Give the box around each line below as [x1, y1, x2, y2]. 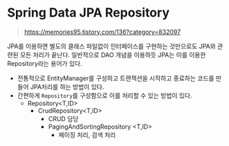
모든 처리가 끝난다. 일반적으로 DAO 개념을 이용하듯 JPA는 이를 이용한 [19, 51, 206, 59]
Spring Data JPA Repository [7, 5, 170, 21]
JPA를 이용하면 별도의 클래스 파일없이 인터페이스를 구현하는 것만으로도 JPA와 [7, 42, 216, 50]
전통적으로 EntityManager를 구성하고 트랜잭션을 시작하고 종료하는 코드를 [17, 74, 214, 82]
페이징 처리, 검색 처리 [58, 130, 116, 139]
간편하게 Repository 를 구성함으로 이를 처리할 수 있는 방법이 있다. [17, 91, 192, 100]
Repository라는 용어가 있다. [7, 59, 82, 67]
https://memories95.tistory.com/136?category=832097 [24, 28, 181, 36]
